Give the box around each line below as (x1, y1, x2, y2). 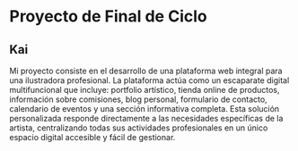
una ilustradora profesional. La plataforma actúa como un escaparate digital (9, 75, 290, 86)
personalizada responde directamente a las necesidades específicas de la (9, 113, 284, 123)
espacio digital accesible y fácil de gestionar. (9, 132, 176, 142)
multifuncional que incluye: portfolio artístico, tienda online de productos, (9, 85, 280, 95)
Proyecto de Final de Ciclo (9, 6, 208, 27)
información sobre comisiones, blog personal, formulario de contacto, (9, 94, 267, 105)
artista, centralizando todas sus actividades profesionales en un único (9, 122, 268, 133)
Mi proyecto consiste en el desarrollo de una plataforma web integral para (9, 65, 283, 76)
